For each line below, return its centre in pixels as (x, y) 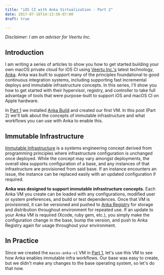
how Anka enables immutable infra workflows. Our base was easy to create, (82, 258)
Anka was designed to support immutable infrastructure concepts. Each (80, 189)
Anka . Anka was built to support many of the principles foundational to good (82, 75)
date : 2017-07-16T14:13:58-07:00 (39, 14)
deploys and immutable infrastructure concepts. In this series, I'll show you (81, 85)
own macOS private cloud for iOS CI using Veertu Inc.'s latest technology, (79, 70)
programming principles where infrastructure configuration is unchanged (79, 153)
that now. (14, 268)
